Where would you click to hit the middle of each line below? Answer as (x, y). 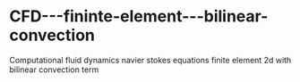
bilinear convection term (54, 70)
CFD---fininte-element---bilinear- (139, 16)
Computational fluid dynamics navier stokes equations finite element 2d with (150, 60)
